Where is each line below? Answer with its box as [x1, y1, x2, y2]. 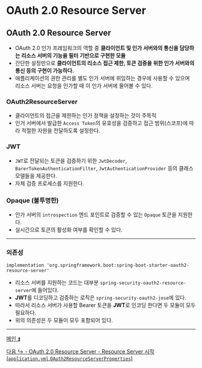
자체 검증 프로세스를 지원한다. [14, 179, 85, 187]
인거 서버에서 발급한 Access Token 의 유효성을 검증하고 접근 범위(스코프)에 [14, 119, 188, 127]
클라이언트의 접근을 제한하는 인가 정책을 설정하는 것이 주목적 [14, 112, 157, 119]
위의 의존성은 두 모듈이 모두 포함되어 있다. [14, 317, 113, 324]
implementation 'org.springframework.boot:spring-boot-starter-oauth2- [6, 262, 189, 268]
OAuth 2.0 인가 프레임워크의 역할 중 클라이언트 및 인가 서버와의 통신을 [14, 45, 179, 51]
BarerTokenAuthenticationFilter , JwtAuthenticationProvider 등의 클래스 [14, 164, 194, 172]
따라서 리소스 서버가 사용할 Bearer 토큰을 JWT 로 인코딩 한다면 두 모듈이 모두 [14, 302, 196, 309]
